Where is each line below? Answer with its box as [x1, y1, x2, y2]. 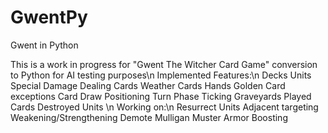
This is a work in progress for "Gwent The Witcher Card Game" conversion [10, 58, 318, 70]
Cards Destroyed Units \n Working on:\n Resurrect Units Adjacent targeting [10, 101, 319, 113]
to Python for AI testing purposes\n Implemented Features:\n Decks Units [10, 69, 312, 81]
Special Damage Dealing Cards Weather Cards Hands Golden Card [10, 79, 286, 91]
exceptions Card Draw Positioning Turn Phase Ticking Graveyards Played [10, 90, 312, 102]
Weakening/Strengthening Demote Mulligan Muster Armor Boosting [10, 111, 288, 123]
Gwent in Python [10, 39, 79, 51]
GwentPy [10, 6, 88, 29]
